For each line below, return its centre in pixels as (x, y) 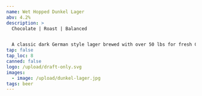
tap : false (20, 50)
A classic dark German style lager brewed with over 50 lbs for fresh (102, 45)
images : (16, 73)
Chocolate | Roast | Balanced (49, 28)
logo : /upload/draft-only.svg (44, 67)
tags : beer (20, 84)
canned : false (24, 61)
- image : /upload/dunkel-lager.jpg (56, 78)
